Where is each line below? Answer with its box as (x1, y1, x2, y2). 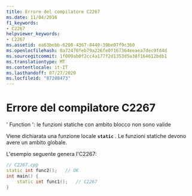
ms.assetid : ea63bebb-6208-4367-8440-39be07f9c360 (6, 42, 135, 48)
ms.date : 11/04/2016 (6, 14, 58, 20)
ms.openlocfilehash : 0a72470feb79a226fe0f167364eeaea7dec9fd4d (6, 48, 167, 54)
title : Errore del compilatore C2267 (6, 8, 100, 15)
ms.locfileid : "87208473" (6, 75, 71, 81)
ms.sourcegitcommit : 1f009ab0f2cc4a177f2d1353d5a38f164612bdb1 (6, 53, 167, 59)
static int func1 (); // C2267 (17, 179, 97, 185)
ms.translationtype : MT (6, 59, 66, 65)
